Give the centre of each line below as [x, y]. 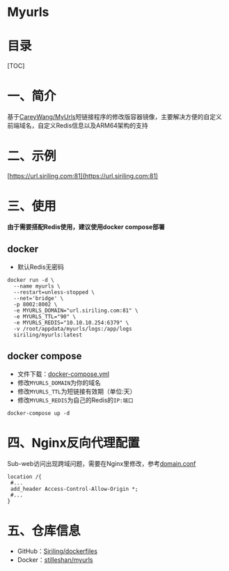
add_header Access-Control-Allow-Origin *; [74, 489]
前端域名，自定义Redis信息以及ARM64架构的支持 [78, 125]
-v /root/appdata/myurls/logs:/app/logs [73, 329]
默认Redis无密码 [41, 267]
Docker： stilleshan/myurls [55, 560]
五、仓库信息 [44, 531]
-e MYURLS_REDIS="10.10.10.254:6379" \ [71, 322]
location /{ [24, 477]
